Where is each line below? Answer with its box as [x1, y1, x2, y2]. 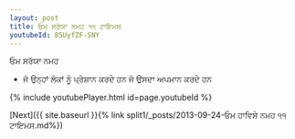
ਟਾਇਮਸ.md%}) [9, 120, 64, 131]
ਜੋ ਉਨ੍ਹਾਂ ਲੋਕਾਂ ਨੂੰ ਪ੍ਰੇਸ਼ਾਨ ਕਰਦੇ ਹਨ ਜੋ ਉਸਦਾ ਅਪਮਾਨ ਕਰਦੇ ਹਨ [22, 74, 213, 85]
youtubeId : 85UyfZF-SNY [9, 30, 100, 39]
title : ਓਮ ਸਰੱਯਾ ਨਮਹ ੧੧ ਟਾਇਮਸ [9, 22, 121, 31]
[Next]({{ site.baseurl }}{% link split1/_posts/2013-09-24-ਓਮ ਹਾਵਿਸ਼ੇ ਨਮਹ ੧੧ [9, 110, 287, 121]
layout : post [9, 13, 59, 23]
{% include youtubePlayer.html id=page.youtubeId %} [9, 92, 213, 103]
